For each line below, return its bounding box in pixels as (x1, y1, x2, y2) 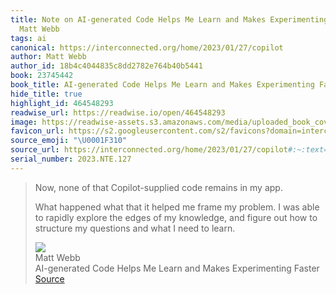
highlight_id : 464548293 (10, 98, 114, 108)
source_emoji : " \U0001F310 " (10, 136, 128, 146)
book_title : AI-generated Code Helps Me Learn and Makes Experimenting (10, 80, 315, 90)
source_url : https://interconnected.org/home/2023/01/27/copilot (10, 145, 288, 155)
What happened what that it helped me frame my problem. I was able (34, 201, 320, 213)
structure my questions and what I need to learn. (34, 222, 236, 234)
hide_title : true (10, 89, 83, 99)
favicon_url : (10, 126, 65, 136)
